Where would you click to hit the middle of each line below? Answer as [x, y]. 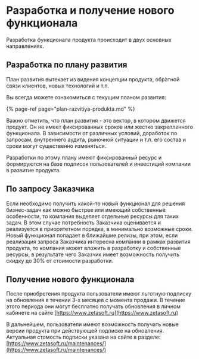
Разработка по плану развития [67, 65]
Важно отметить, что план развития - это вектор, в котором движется [96, 120]
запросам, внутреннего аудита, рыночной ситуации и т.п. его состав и [96, 139]
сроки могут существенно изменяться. [56, 146]
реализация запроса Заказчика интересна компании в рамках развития [98, 241]
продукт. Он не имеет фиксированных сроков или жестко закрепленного [100, 127]
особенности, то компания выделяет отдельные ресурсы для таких [92, 216]
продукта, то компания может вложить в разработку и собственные [94, 248]
